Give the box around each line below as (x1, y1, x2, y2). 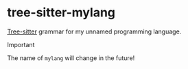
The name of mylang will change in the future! (7, 53, 135, 62)
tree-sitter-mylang (7, 5, 115, 20)
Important (7, 40, 35, 49)
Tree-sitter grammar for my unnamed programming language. (7, 27, 182, 36)
